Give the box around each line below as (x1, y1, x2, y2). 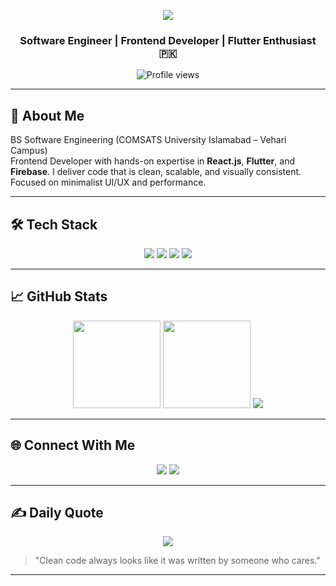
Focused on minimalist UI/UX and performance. (10, 176, 207, 189)
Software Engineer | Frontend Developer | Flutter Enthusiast (19, 33, 317, 47)
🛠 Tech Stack (10, 216, 98, 233)
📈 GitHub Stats (10, 288, 108, 305)
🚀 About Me (10, 107, 85, 124)
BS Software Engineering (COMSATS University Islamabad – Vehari (10, 134, 287, 146)
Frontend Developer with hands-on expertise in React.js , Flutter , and (10, 155, 295, 167)
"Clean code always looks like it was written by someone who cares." (34, 555, 321, 567)
